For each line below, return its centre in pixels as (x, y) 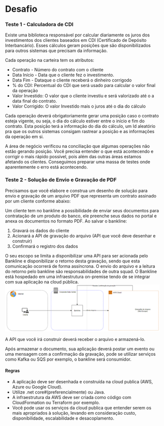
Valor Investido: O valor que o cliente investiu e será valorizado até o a (83, 96)
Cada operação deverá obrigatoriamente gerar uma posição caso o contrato (82, 116)
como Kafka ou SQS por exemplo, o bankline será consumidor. (68, 359)
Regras (12, 370)
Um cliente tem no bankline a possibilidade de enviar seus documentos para (82, 210)
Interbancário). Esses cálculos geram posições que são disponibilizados (78, 46)
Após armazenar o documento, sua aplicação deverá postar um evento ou (80, 349)
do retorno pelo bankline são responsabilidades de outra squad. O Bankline (81, 271)
